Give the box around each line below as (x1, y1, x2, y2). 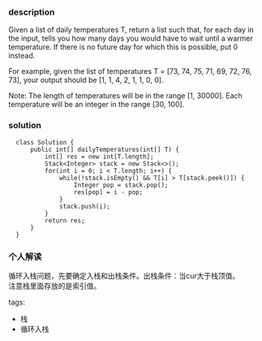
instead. (8, 51, 36, 61)
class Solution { (15, 138, 75, 146)
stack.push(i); (59, 202, 111, 210)
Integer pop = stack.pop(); (73, 181, 169, 189)
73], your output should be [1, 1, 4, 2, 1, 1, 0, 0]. (8, 76, 164, 85)
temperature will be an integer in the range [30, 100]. (8, 100, 185, 110)
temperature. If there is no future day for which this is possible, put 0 (8, 42, 238, 52)
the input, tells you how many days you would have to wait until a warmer (8, 33, 253, 43)
